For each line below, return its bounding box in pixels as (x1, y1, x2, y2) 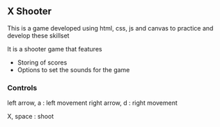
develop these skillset (7, 31, 70, 40)
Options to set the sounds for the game (17, 65, 130, 74)
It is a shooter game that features (7, 44, 102, 53)
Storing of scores (17, 58, 68, 67)
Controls (7, 83, 38, 92)
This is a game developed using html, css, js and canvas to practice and (7, 24, 214, 32)
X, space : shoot (7, 112, 54, 121)
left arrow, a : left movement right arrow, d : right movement (7, 99, 178, 107)
